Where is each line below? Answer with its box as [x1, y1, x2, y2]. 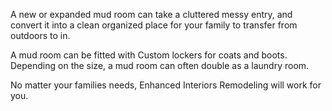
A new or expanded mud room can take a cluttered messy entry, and [10, 9, 293, 20]
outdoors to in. [10, 30, 71, 41]
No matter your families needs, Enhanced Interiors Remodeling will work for [10, 79, 322, 91]
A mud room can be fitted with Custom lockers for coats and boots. [10, 49, 288, 61]
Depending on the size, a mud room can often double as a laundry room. [10, 60, 310, 71]
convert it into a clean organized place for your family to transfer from [10, 19, 298, 31]
